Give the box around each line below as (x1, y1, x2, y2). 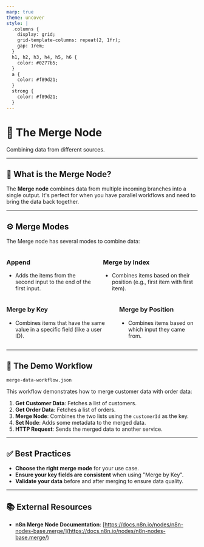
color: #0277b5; (17, 60, 59, 66)
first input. (15, 285, 41, 292)
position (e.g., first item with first (112, 278, 193, 286)
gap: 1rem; (17, 43, 45, 49)
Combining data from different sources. (6, 145, 105, 153)
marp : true (6, 9, 34, 15)
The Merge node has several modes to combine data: (6, 238, 140, 245)
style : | (6, 20, 29, 26)
